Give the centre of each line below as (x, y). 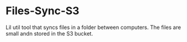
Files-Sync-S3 (42, 11)
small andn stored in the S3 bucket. (50, 33)
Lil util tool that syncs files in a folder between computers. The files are (93, 27)
